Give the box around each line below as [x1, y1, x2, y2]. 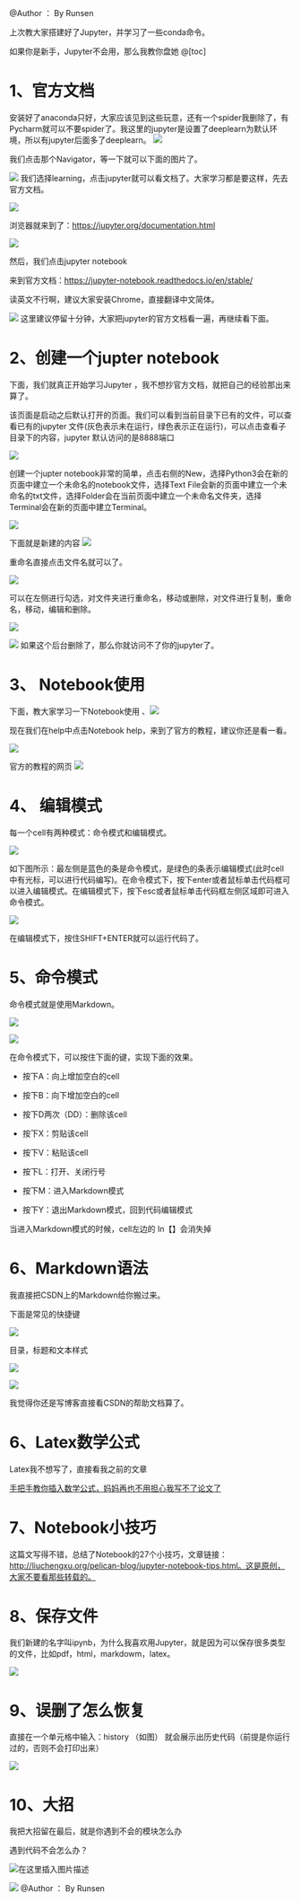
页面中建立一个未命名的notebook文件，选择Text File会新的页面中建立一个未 [9, 479, 288, 489]
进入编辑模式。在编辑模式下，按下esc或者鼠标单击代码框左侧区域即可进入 [16, 885, 289, 896]
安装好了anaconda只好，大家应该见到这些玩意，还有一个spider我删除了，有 [9, 111, 289, 123]
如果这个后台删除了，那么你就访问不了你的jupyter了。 [20, 639, 219, 650]
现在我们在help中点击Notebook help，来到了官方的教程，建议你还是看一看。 [9, 725, 292, 735]
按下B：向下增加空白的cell [21, 1089, 119, 1100]
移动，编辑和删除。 [24, 603, 96, 614]
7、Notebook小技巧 [9, 1517, 157, 1537]
